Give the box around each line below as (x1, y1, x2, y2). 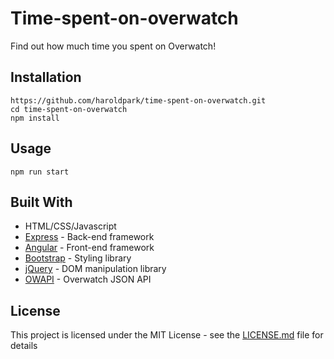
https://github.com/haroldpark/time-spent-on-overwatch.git (10, 95, 267, 106)
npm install (10, 113, 60, 123)
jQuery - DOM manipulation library (24, 263, 167, 275)
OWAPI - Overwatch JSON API (24, 273, 152, 286)
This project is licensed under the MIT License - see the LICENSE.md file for (10, 329, 324, 341)
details (10, 340, 38, 352)
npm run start (10, 167, 70, 177)
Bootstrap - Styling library (24, 252, 132, 264)
